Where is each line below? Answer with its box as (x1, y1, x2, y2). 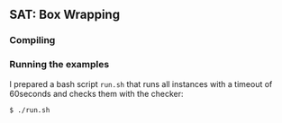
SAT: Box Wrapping (9, 7, 120, 22)
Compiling (9, 34, 56, 47)
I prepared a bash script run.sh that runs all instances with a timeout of (9, 78, 273, 89)
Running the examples (9, 58, 110, 71)
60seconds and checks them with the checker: (9, 88, 184, 99)
